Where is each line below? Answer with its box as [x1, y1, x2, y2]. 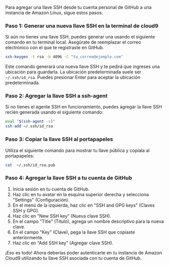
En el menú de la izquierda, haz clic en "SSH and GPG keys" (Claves [12, 202, 155, 208]
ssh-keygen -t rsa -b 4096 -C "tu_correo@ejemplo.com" [5, 54, 123, 60]
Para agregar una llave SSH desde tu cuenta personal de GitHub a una [5, 5, 152, 10]
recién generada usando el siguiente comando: [5, 109, 104, 116]
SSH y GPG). [12, 207, 39, 213]
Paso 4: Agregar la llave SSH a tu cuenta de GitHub [5, 174, 133, 181]
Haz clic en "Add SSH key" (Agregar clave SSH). [12, 240, 114, 246]
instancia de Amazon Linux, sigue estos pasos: [5, 10, 103, 16]
